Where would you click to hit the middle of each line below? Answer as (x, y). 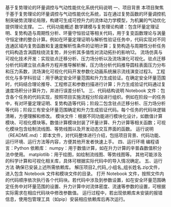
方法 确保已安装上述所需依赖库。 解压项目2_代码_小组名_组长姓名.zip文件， (84, 167)
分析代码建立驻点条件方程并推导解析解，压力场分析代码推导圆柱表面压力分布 (85, 65)
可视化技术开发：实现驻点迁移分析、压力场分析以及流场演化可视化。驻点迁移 (85, 59)
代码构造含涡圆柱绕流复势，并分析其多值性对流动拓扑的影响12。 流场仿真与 (84, 52)
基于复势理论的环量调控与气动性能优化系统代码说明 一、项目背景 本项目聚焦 (84, 7)
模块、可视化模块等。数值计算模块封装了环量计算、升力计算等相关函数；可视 (85, 122)
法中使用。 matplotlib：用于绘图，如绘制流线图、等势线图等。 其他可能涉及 (84, 154)
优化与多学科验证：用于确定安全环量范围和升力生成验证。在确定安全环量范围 (85, 78)
